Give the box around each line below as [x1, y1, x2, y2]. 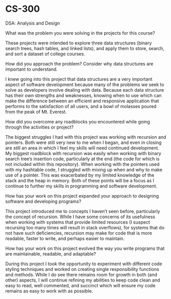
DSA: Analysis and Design [5, 20, 60, 26]
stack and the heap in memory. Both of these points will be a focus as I [5, 177, 154, 183]
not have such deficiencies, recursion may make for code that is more [5, 230, 152, 236]
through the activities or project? [5, 124, 74, 130]
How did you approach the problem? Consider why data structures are [5, 60, 154, 67]
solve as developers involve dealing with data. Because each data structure [5, 87, 164, 93]
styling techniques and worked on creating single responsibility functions [5, 266, 159, 272]
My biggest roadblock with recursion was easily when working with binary [5, 150, 162, 156]
